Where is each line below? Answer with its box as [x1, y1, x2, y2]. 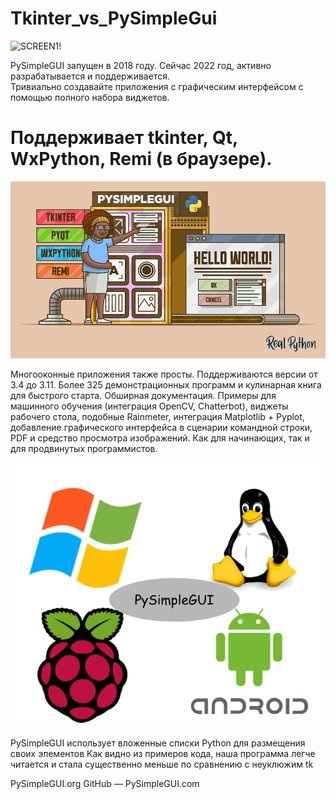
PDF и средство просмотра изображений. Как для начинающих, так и [10, 432, 310, 444]
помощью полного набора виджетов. [10, 91, 170, 103]
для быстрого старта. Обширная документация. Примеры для [10, 390, 277, 402]
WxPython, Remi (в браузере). [10, 148, 273, 171]
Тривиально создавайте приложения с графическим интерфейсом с [10, 80, 304, 92]
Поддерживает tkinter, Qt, [10, 127, 238, 149]
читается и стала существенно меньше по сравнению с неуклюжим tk [10, 758, 314, 770]
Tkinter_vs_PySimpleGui [10, 7, 218, 30]
